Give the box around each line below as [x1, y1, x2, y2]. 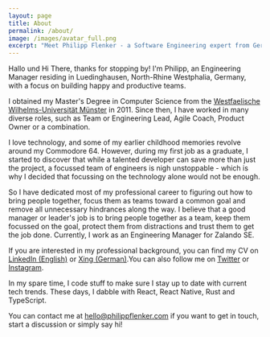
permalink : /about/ [8, 27, 74, 35]
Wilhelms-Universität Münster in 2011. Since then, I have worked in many [8, 105, 249, 115]
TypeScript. [8, 295, 47, 306]
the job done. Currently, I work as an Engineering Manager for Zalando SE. [8, 230, 255, 240]
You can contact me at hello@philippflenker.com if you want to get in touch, [8, 311, 260, 321]
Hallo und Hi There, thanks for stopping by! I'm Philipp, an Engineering [8, 64, 241, 73]
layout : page [8, 11, 52, 20]
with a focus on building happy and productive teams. [8, 81, 186, 91]
